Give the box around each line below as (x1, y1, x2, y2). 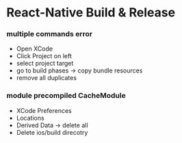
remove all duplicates (16, 74, 77, 82)
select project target (16, 60, 74, 68)
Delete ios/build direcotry (16, 128, 88, 136)
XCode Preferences (16, 106, 73, 114)
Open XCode (16, 44, 53, 53)
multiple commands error (6, 29, 93, 39)
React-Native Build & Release (6, 5, 176, 21)
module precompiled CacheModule (6, 91, 126, 101)
